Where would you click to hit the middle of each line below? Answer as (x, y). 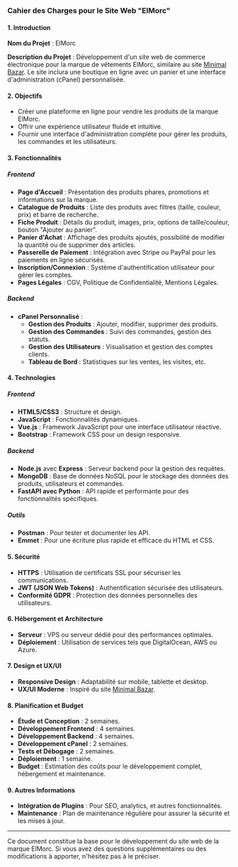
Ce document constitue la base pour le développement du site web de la (113, 841)
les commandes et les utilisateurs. (67, 142)
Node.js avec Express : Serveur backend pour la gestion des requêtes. (121, 469)
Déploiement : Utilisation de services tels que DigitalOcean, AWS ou (117, 642)
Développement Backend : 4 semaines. (76, 737)
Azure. (27, 649)
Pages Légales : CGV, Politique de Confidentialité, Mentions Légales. (118, 282)
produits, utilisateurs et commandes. (71, 483)
